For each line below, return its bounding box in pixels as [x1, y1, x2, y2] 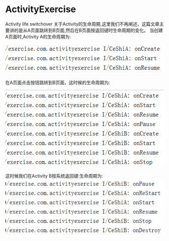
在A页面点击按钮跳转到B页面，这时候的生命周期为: [5, 79, 110, 86]
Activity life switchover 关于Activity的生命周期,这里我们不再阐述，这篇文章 [5, 21, 159, 27]
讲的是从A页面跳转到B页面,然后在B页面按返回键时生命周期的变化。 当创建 [9, 27, 163, 33]
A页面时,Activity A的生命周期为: [5, 33, 71, 39]
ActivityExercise [5, 4, 76, 15]
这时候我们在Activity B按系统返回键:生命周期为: [5, 173, 103, 179]
